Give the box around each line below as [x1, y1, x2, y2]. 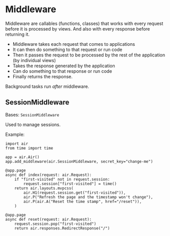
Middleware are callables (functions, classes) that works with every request [5, 20, 163, 26]
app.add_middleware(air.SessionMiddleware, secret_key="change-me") [5, 159, 153, 164]
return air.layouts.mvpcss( [14, 186, 74, 191]
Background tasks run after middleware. [5, 83, 89, 90]
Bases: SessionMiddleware [5, 111, 59, 117]
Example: [5, 131, 25, 137]
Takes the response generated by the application [12, 63, 115, 69]
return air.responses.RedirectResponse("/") [14, 225, 110, 231]
